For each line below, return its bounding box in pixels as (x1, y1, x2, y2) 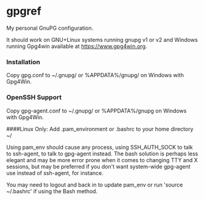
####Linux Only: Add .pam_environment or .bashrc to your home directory (6, 125, 194, 132)
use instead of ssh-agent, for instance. (6, 169, 104, 177)
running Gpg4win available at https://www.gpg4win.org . (6, 43, 147, 50)
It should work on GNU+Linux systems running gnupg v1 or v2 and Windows (6, 36, 198, 43)
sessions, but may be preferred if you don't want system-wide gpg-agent (6, 163, 191, 170)
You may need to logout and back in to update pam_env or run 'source (6, 181, 183, 188)
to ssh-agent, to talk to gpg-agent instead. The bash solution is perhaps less (6, 150, 199, 157)
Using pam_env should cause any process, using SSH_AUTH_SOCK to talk (6, 143, 193, 151)
